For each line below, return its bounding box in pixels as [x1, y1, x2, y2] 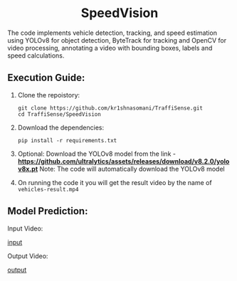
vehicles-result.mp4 [17, 186, 79, 193]
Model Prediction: [7, 205, 88, 218]
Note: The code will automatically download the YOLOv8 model [39, 164, 226, 173]
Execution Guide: [7, 72, 85, 84]
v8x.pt [17, 164, 38, 173]
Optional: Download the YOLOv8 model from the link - [17, 149, 177, 158]
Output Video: [7, 251, 48, 260]
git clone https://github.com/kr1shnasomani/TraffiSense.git [17, 105, 204, 112]
